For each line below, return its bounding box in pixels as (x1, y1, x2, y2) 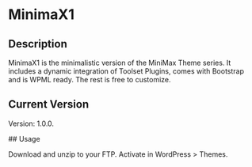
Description (8, 37, 67, 51)
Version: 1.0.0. (8, 119, 54, 128)
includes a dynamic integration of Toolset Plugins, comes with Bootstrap (8, 66, 244, 76)
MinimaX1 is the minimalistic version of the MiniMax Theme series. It (8, 58, 231, 67)
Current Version (8, 97, 90, 112)
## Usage (8, 134, 41, 143)
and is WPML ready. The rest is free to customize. (8, 75, 172, 84)
